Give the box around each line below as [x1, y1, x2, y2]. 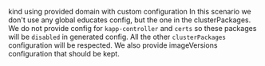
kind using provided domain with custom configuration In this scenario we [8, 7, 251, 16]
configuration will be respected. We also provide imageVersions [8, 41, 218, 50]
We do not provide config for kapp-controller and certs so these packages [8, 24, 257, 33]
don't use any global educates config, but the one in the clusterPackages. [8, 15, 251, 25]
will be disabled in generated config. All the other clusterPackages [8, 32, 226, 41]
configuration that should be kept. [8, 49, 120, 58]
